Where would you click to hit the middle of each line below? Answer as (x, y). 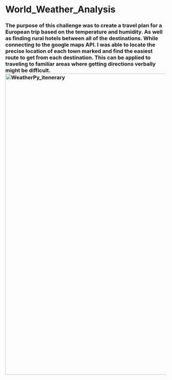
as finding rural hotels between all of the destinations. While (82, 39)
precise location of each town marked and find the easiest (79, 51)
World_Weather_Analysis (61, 9)
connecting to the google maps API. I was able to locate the (80, 45)
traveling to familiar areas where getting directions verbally (81, 64)
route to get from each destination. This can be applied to (78, 58)
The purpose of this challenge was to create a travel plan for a (84, 26)
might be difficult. (28, 70)
